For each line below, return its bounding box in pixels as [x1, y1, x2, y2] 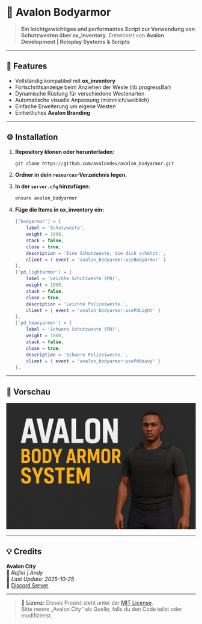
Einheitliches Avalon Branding [14, 109, 90, 116]
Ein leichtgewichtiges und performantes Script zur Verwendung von [20, 25, 195, 32]
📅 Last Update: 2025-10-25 [6, 575, 75, 583]
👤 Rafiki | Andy [6, 569, 43, 576]
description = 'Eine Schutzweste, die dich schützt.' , [26, 250, 167, 256]
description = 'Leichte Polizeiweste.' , [26, 301, 129, 307]
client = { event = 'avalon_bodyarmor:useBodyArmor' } [26, 257, 167, 263]
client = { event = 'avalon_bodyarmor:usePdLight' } [26, 307, 161, 313]
